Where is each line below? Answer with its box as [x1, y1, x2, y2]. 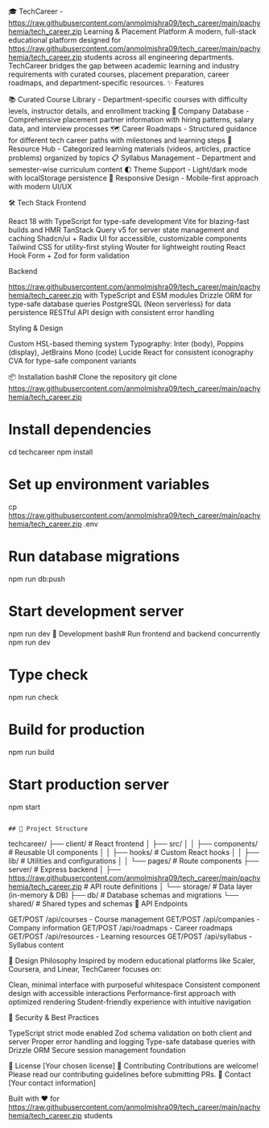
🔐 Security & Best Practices [8, 1012, 99, 1022]
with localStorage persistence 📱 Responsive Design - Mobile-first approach [8, 173, 259, 183]
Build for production [8, 720, 145, 739]
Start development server [8, 603, 184, 620]
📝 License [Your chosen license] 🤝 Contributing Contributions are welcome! [8, 1060, 259, 1070]
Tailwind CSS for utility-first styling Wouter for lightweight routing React [8, 243, 246, 251]
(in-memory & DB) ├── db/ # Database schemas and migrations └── [8, 890, 239, 900]
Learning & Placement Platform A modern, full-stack [83, 27, 257, 36]
